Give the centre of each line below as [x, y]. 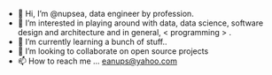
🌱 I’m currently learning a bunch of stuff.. [92, 41]
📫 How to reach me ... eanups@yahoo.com [97, 61]
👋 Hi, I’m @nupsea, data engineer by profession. [106, 14]
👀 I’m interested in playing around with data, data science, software [140, 23]
